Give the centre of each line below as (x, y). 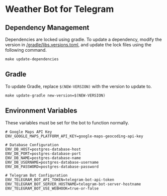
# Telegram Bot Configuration (37, 175)
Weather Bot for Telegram (60, 9)
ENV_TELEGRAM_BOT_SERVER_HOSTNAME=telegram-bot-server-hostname (73, 184)
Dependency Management (47, 28)
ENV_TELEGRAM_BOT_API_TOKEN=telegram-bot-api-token (60, 180)
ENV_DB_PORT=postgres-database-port (43, 153)
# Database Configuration (32, 145)
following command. (26, 50)
